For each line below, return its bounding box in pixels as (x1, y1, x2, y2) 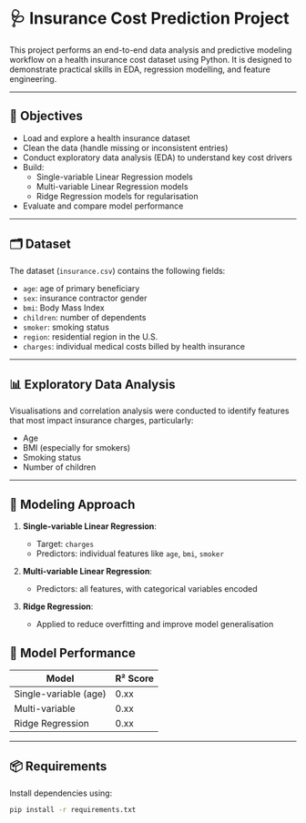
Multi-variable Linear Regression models (36, 180, 189, 192)
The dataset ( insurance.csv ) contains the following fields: (9, 265, 226, 276)
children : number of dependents (22, 311, 147, 322)
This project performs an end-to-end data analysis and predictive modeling (9, 44, 292, 56)
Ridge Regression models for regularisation (36, 190, 199, 201)
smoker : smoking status (22, 321, 109, 332)
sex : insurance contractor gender (22, 292, 148, 303)
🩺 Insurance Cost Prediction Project (9, 8, 290, 29)
